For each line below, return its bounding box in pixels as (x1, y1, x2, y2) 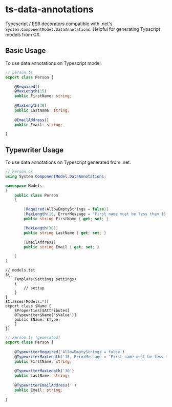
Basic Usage (5, 46, 46, 55)
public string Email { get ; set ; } (24, 244, 100, 249)
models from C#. (5, 31, 41, 37)
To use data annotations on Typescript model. (5, 60, 102, 66)
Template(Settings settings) (14, 277, 77, 282)
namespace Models (5, 183, 42, 188)
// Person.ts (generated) (5, 335, 60, 340)
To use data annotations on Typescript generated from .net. (5, 159, 132, 165)
